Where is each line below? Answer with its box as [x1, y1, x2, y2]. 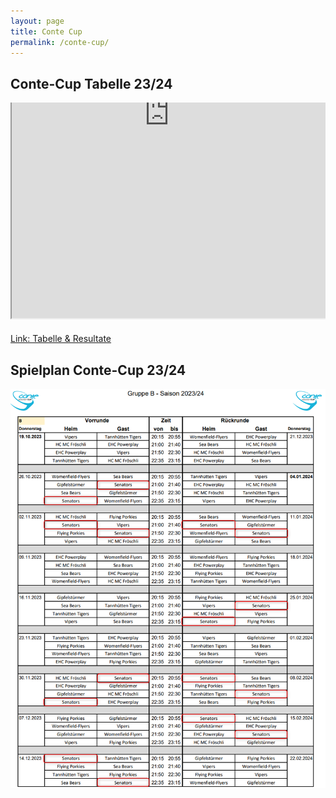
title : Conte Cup [10, 26, 83, 37]
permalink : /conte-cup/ [10, 37, 110, 47]
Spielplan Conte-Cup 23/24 [10, 361, 187, 379]
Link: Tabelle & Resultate [10, 333, 112, 345]
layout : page [10, 16, 65, 26]
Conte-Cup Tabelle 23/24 [10, 75, 173, 92]
